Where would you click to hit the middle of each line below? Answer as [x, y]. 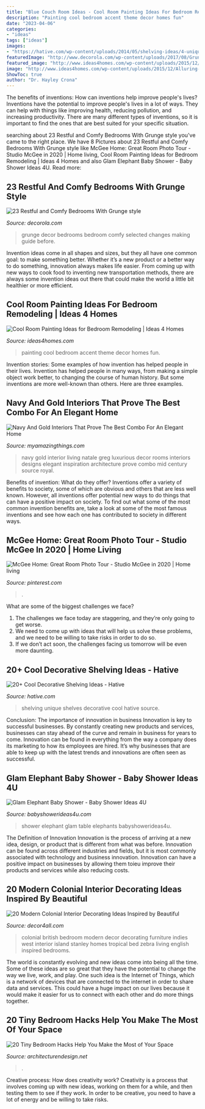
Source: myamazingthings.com [46, 446]
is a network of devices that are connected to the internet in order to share [100, 981]
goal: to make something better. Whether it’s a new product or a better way [100, 259]
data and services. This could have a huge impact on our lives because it [98, 988]
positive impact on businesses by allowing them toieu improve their [91, 864]
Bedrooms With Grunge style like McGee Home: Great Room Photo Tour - [99, 148]
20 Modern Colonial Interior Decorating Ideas [94, 890]
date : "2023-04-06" [31, 23]
